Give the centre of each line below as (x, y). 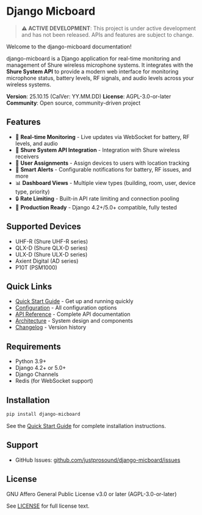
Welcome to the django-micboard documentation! (69, 47)
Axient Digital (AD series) (47, 261)
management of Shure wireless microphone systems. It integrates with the (100, 65)
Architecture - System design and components (74, 321)
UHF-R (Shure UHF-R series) (52, 241)
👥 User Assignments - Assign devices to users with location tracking (102, 163)
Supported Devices (44, 227)
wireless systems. (29, 85)
